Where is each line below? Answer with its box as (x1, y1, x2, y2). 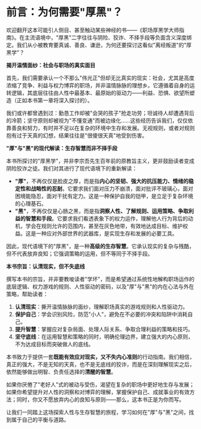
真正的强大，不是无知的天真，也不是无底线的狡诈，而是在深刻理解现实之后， (6, 360, 195, 368)
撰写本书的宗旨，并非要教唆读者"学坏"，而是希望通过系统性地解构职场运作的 (6, 275, 195, 282)
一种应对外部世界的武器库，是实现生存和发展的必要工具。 (35, 230, 178, 237)
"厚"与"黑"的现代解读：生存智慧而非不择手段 (6, 144, 118, 151)
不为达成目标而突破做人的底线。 (14, 340, 94, 348)
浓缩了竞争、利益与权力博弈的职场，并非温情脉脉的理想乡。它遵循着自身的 (6, 81, 190, 89)
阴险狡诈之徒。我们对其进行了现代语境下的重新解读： (6, 165, 138, 172)
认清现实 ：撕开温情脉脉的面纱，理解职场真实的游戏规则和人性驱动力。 (14, 303, 188, 310)
